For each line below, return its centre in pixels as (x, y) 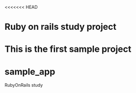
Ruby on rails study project (60, 27)
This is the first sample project (68, 49)
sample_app (30, 72)
